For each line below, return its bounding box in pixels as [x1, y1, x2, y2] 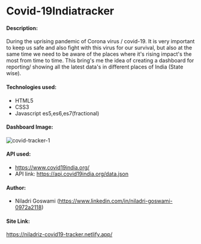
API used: [6, 150, 31, 157]
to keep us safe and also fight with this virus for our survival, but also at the [6, 44, 193, 52]
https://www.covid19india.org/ [14, 164, 90, 171]
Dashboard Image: [6, 123, 53, 130]
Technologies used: [6, 83, 57, 91]
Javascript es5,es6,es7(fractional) [14, 109, 100, 117]
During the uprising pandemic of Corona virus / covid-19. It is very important [6, 38, 195, 45]
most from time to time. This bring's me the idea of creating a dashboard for [6, 57, 194, 64]
